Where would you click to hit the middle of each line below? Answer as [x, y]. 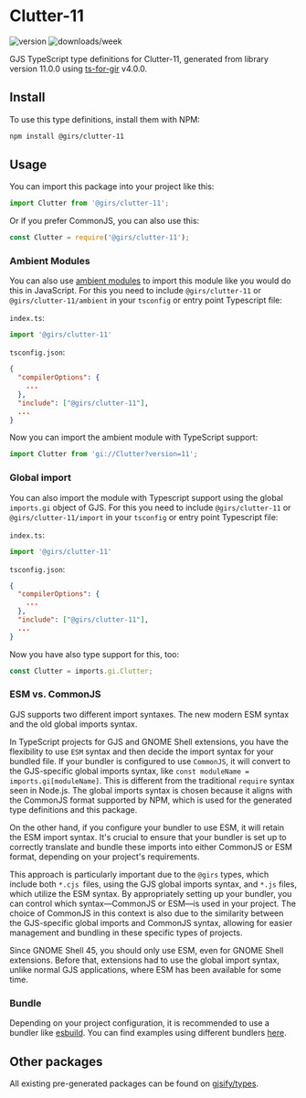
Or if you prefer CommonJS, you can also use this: [105, 221]
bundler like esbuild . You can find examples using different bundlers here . [148, 1033]
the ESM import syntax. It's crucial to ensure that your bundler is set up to [148, 837]
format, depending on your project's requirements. [105, 857]
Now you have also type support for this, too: [95, 654]
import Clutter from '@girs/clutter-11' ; [90, 203]
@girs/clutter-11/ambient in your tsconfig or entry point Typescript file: [146, 300]
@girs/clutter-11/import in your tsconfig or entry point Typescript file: [144, 517]
